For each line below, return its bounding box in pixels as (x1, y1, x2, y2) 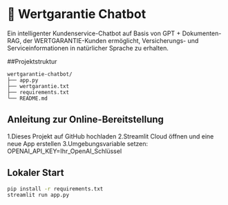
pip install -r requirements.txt (7, 185, 104, 193)
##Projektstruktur (7, 57, 57, 65)
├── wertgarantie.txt (7, 82, 70, 89)
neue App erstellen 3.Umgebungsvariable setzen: (7, 139, 149, 148)
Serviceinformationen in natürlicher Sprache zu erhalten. (7, 44, 169, 52)
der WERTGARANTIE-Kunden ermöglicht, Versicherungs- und (23, 36, 199, 44)
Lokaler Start (7, 167, 64, 179)
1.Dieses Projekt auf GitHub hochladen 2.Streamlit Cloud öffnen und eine (7, 132, 214, 141)
